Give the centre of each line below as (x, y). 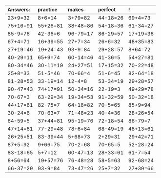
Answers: (19, 10)
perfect (107, 10)
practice (48, 10)
